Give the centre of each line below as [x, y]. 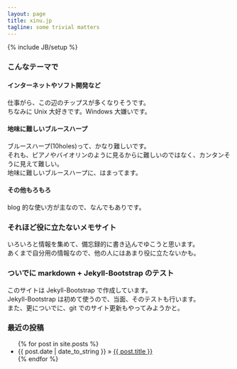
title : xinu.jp [30, 21]
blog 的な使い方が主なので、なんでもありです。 [76, 207]
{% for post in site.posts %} [58, 343]
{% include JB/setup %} [43, 48]
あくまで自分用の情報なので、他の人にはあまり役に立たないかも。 [104, 253]
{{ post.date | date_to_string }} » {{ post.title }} [85, 351]
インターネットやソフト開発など [54, 85]
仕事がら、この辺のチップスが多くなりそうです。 [79, 102]
